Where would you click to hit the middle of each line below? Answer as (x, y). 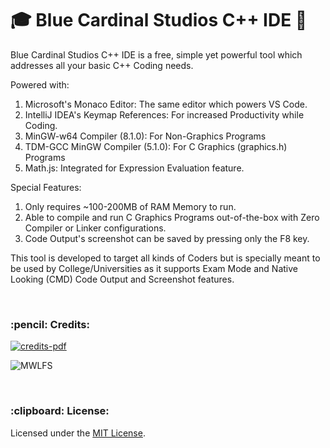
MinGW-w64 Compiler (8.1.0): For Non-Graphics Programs (145, 136)
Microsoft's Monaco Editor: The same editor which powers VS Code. (166, 104)
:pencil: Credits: (50, 324)
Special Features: (46, 187)
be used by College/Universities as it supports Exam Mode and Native (154, 268)
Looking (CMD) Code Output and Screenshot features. (122, 279)
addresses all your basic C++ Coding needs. (102, 65)
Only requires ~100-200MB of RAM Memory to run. (130, 206)
